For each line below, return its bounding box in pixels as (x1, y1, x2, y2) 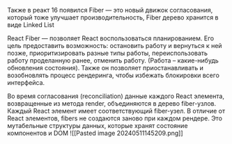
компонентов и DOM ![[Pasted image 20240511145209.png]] (7, 129, 183, 137)
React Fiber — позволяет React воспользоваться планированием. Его (7, 34, 215, 42)
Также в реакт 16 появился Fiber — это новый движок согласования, (7, 6, 213, 14)
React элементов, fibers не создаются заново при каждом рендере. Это (7, 114, 223, 122)
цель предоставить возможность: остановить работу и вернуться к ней (7, 42, 222, 49)
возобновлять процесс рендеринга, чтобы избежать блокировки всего (7, 71, 219, 79)
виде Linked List (7, 21, 54, 29)
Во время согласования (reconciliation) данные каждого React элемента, (7, 92, 225, 100)
